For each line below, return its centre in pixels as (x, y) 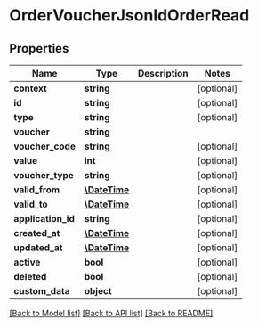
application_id (44, 219)
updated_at (38, 248)
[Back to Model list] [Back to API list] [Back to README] (111, 313)
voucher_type (44, 175)
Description (163, 74)
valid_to (31, 204)
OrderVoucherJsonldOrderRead (129, 16)
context (30, 88)
